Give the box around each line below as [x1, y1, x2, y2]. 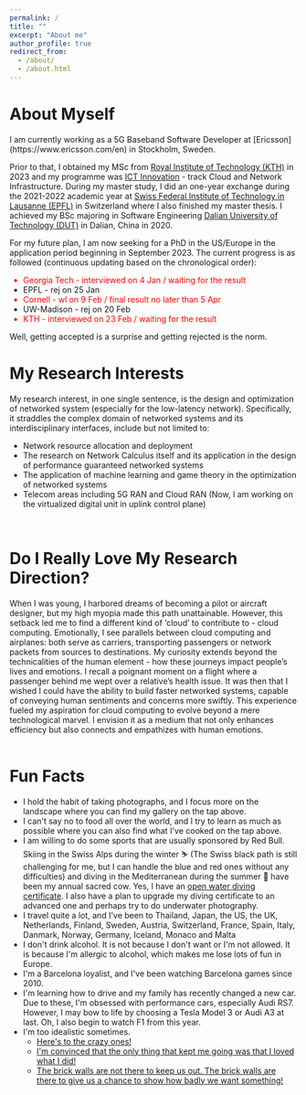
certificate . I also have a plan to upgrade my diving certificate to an [22, 890, 276, 901]
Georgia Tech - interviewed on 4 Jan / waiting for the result [22, 274, 247, 285]
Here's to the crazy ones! [36, 1036, 132, 1047]
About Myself [9, 104, 116, 124]
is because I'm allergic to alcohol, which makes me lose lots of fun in [22, 948, 281, 960]
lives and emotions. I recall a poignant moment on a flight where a [9, 665, 258, 676]
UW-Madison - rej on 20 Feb [22, 303, 131, 314]
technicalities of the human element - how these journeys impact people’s [9, 655, 288, 667]
